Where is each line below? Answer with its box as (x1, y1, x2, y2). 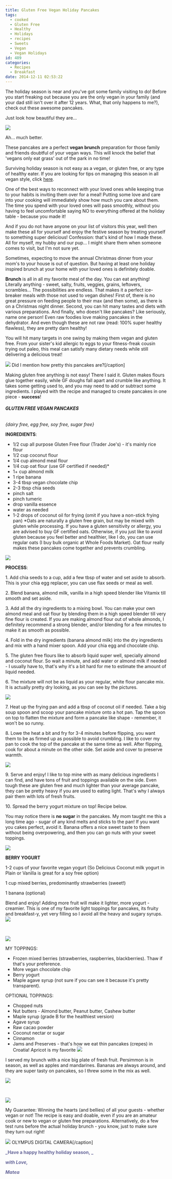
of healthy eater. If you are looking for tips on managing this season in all (5, 170, 159, 177)
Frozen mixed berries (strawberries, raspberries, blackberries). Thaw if (12, 956, 163, 962)
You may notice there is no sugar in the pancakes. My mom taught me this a (5, 813, 166, 820)
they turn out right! (5, 1129, 45, 1135)
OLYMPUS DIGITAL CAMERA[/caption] (11, 1139, 93, 1146)
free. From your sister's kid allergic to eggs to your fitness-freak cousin (5, 340, 156, 347)
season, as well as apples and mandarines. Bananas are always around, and (5, 1062, 166, 1069)
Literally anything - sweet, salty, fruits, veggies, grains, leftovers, (5, 281, 142, 288)
